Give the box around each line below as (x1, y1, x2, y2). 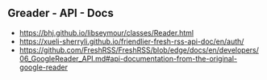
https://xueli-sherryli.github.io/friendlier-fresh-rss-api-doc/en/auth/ (19, 36, 244, 46)
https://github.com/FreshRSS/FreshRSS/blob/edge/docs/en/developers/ (19, 44, 260, 55)
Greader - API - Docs (7, 6, 114, 20)
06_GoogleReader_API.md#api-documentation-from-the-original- (19, 53, 238, 63)
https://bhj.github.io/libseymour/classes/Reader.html (19, 27, 194, 37)
